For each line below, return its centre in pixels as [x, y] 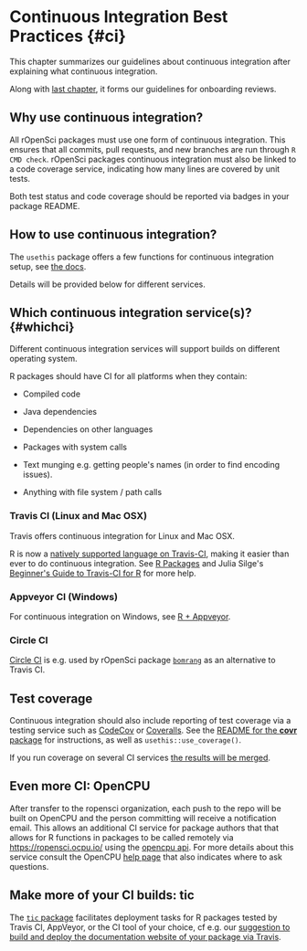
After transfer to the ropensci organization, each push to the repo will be [145, 808]
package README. [45, 206]
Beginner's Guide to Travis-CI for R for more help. [103, 573]
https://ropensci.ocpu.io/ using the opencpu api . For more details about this [152, 847]
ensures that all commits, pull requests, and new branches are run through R [153, 149]
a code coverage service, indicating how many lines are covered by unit [145, 169]
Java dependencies [60, 412]
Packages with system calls [75, 447]
